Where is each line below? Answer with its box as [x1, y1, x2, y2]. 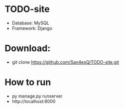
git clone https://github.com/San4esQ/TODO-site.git [11, 59, 119, 65]
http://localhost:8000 [11, 98, 56, 104]
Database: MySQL [11, 20, 49, 26]
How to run [4, 77, 51, 88]
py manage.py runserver [11, 93, 63, 99]
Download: [4, 43, 51, 54]
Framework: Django [11, 25, 53, 31]
